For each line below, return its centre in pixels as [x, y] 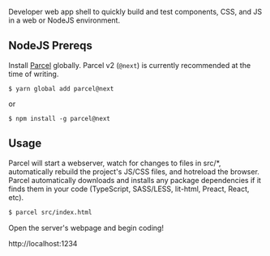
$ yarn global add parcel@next [61, 88]
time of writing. [34, 74]
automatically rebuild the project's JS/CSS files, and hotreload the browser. [134, 171]
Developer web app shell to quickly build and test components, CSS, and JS [135, 12]
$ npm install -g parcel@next [60, 118]
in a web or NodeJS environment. [64, 20]
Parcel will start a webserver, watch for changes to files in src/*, [115, 163]
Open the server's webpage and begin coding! [86, 228]
